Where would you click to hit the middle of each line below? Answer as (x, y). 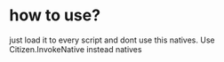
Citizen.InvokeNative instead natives (76, 49)
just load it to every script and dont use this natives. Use (112, 40)
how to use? (55, 15)
